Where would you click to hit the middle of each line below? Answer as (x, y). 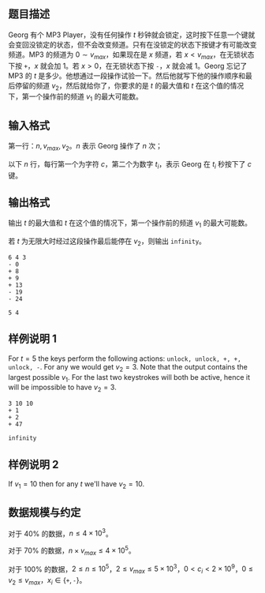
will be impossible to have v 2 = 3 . (62, 388)
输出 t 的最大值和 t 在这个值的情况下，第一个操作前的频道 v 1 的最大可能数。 (130, 224)
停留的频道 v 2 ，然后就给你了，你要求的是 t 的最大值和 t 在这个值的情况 (129, 86)
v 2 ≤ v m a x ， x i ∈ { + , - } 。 (47, 581)
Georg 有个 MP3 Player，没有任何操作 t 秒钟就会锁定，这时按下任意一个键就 (132, 35)
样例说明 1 (33, 339)
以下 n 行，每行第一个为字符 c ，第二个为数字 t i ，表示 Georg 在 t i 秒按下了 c (130, 165)
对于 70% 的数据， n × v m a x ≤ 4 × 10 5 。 (72, 550)
